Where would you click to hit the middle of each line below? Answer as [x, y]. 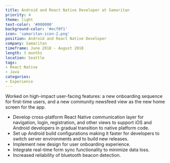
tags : [11, 63]
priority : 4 [18, 15]
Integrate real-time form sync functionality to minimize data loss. [81, 150]
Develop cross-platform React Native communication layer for [78, 117]
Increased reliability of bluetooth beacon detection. [67, 155]
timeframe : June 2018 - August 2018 [44, 48]
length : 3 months [24, 53]
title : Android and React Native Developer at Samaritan [68, 10]
